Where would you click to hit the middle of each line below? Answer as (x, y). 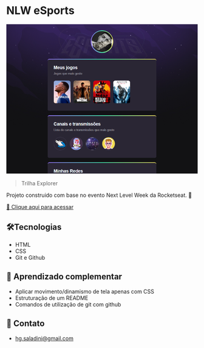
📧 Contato (25, 324)
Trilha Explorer (39, 183)
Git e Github (30, 257)
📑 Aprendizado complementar (64, 277)
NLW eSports (40, 11)
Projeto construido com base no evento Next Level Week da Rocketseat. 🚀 (99, 195)
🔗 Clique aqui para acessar (40, 207)
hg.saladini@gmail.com (44, 338)
